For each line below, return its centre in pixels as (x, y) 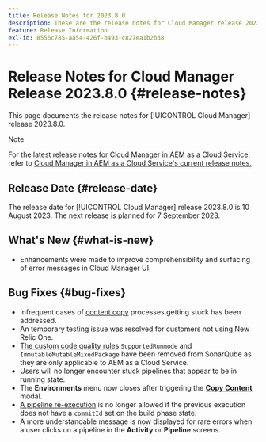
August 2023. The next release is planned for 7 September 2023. (114, 215)
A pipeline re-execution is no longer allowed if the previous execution (133, 404)
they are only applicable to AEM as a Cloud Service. (104, 362)
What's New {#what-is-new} (81, 240)
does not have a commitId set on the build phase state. (108, 413)
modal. (31, 396)
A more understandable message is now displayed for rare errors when (136, 421)
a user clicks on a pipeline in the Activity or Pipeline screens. (120, 429)
